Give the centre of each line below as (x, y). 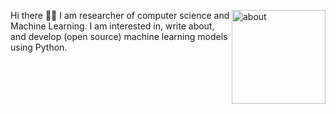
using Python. (39, 47)
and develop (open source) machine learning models (119, 36)
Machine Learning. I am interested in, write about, (112, 26)
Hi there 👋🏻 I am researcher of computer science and (120, 15)
